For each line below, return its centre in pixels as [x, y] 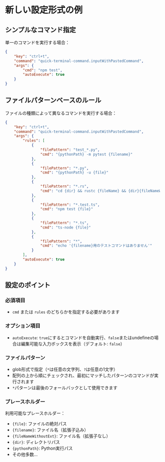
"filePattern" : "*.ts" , [65, 223]
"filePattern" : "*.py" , [65, 168]
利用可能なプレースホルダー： [35, 413]
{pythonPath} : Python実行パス [42, 448]
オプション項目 [23, 326]
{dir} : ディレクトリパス [36, 442]
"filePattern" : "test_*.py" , [70, 150]
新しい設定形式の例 [44, 10]
